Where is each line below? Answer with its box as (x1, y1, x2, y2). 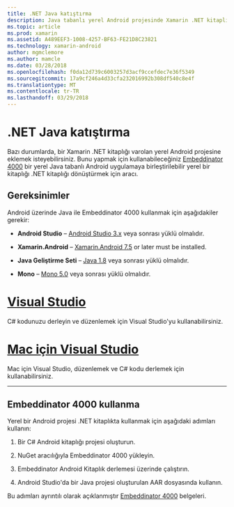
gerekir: (7, 215, 30, 224)
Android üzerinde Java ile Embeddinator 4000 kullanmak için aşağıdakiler (7, 208, 219, 217)
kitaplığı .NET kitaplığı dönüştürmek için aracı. (7, 169, 139, 178)
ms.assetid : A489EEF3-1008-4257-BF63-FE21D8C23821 (7, 36, 157, 43)
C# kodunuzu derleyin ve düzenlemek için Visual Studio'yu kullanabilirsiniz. (7, 317, 224, 325)
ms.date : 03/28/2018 (7, 62, 68, 69)
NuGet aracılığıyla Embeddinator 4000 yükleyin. (17, 451, 155, 460)
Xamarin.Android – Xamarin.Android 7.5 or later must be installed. (17, 242, 207, 251)
